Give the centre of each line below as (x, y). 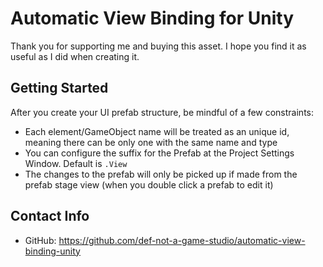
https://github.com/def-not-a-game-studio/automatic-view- (182, 240)
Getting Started (59, 88)
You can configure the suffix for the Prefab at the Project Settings (159, 153)
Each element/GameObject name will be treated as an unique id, (157, 131)
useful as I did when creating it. (75, 56)
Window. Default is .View (76, 163)
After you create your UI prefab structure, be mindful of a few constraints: (162, 112)
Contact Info (50, 216)
